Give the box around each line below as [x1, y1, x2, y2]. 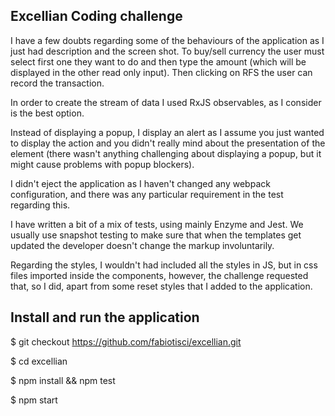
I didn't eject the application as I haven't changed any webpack [10, 177, 271, 189]
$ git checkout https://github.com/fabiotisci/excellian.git [10, 335, 242, 348]
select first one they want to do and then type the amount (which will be [10, 55, 307, 68]
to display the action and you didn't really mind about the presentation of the [10, 137, 326, 149]
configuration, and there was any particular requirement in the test [10, 188, 284, 200]
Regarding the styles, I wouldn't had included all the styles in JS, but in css [10, 259, 318, 271]
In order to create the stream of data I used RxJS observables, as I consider [10, 96, 322, 108]
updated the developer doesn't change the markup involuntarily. [10, 239, 275, 251]
